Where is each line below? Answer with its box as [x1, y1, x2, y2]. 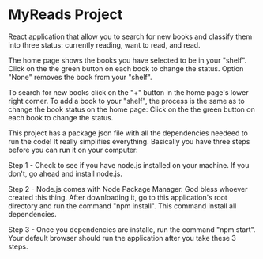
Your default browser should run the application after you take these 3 [8, 233, 237, 242]
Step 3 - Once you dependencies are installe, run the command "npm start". [8, 224, 256, 234]
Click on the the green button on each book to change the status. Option [8, 63, 244, 73]
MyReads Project [8, 6, 123, 24]
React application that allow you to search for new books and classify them [8, 32, 253, 41]
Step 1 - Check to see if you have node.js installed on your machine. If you [8, 160, 250, 169]
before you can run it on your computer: [8, 145, 138, 154]
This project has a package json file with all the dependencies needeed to [8, 128, 249, 138]
